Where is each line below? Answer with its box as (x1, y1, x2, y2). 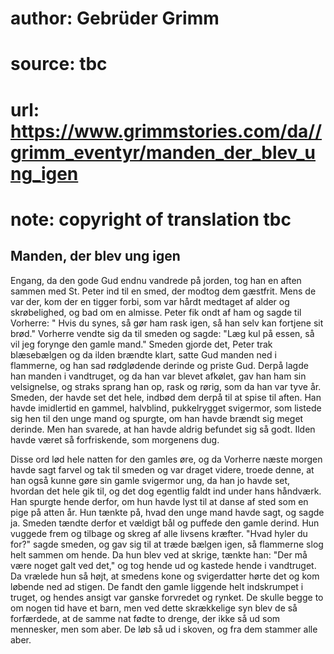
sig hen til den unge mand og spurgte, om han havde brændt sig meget (10, 412, 304, 424)
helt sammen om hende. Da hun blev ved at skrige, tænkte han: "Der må (10, 548, 308, 561)
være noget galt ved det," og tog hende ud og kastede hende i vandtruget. (10, 559, 317, 571)
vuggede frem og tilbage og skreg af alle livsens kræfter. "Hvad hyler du (10, 527, 308, 539)
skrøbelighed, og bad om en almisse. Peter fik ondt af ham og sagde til (10, 306, 302, 318)
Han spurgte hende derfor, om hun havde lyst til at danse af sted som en (10, 495, 309, 507)
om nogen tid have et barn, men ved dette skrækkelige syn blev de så (10, 602, 298, 614)
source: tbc (10, 53, 108, 76)
